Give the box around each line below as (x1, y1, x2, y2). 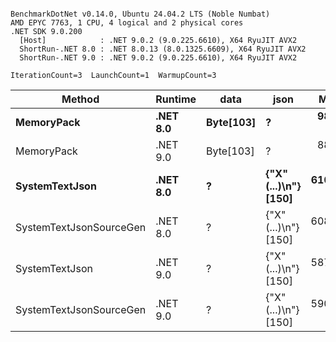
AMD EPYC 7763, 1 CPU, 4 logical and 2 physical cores (10, 18, 244, 28)
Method (61, 92, 100, 106)
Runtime (155, 92, 197, 106)
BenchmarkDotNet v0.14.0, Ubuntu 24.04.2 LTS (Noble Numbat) (10, 9, 271, 19)
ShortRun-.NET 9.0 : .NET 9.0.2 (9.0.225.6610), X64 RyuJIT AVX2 (19, 53, 298, 63)
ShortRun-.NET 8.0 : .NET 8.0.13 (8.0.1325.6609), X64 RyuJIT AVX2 (19, 44, 307, 54)
